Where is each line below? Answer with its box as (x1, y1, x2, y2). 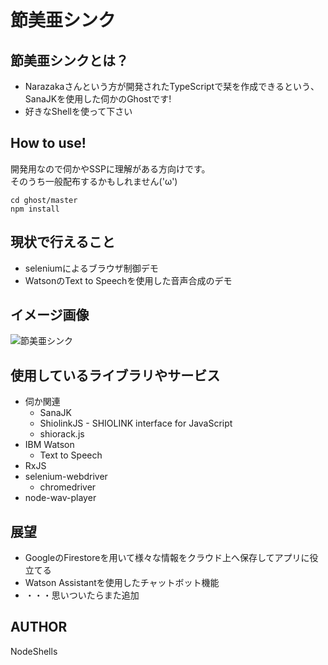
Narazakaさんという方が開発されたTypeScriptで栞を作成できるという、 (24, 81, 320, 92)
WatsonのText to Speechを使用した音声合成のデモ (24, 274, 233, 286)
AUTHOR (10, 619, 68, 636)
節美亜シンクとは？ (10, 52, 129, 69)
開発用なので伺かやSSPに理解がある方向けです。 (10, 162, 211, 175)
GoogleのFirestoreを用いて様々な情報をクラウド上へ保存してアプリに (24, 552, 310, 564)
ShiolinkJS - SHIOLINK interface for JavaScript (39, 417, 233, 430)
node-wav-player (24, 492, 97, 504)
